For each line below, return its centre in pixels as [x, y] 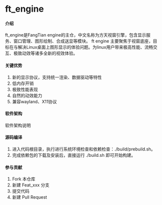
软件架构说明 [18, 125]
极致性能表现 [25, 89]
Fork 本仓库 [24, 179]
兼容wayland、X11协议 [34, 101]
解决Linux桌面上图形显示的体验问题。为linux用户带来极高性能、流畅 [85, 47]
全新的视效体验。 [60, 53]
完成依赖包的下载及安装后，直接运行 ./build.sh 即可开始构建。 [74, 155]
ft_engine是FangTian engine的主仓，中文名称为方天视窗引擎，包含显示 [76, 35]
